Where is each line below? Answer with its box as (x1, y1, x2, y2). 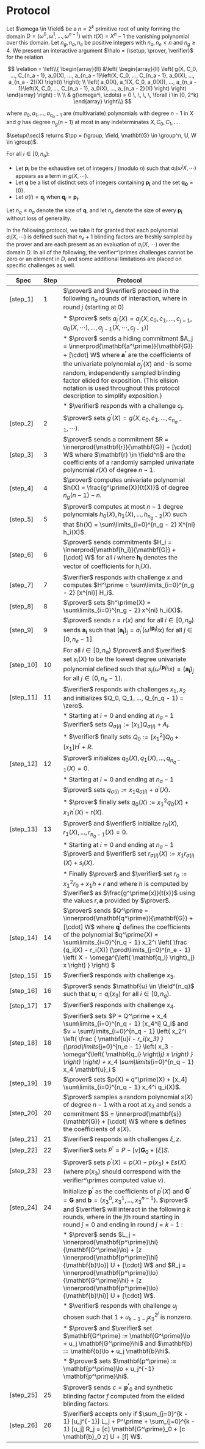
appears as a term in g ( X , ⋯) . (15, 172, 89, 180)
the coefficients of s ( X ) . (63, 1124, 131, 1133)
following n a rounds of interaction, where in (63, 294, 187, 304)
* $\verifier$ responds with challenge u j (63, 1301, 178, 1311)
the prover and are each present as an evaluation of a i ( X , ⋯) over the (6, 241, 180, 249)
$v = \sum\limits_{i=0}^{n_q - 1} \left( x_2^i (63, 1027, 187, 1036)
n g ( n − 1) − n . (63, 491, 102, 501)
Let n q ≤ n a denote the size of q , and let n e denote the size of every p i (6, 206, 183, 215)
